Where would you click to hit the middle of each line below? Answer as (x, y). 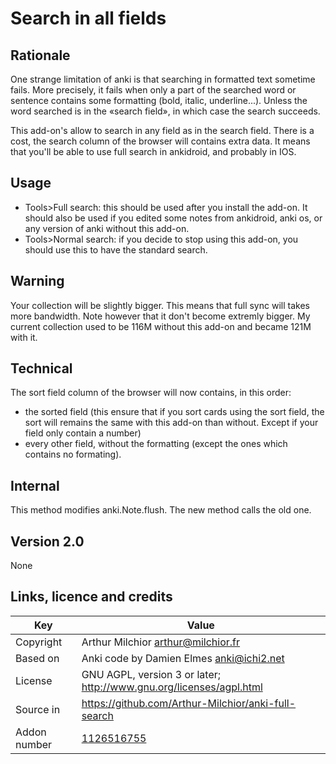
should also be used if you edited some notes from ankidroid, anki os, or (173, 218)
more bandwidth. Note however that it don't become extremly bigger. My (160, 316)
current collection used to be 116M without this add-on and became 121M (161, 326)
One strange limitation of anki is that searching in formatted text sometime (163, 79)
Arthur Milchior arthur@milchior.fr (161, 642)
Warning (37, 281)
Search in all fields (88, 18)
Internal (35, 485)
